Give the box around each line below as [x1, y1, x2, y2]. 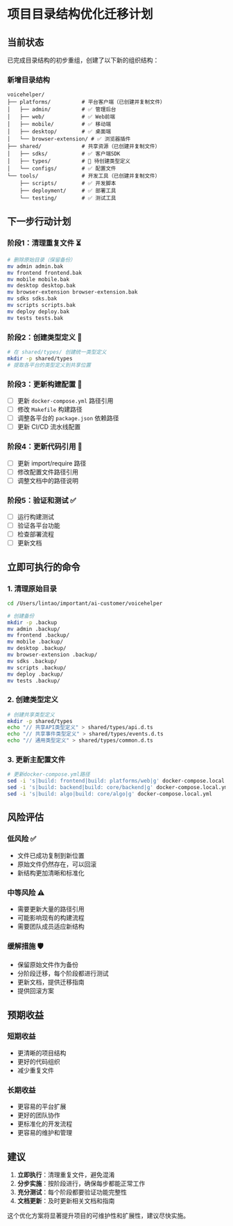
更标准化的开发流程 [17, 1120, 73, 1128]
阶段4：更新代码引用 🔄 [7, 442, 83, 452]
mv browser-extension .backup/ [7, 651, 98, 658]
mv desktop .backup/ [7, 645, 67, 652]
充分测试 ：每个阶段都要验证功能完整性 [17, 1188, 127, 1196]
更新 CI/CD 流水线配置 [17, 422, 81, 431]
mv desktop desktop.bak [7, 282, 76, 289]
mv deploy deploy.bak [7, 308, 70, 315]
